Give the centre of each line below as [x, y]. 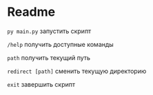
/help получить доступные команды [60, 44]
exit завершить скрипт [41, 84]
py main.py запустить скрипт [49, 31]
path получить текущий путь [49, 57]
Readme [31, 12]
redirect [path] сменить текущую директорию [77, 71]
